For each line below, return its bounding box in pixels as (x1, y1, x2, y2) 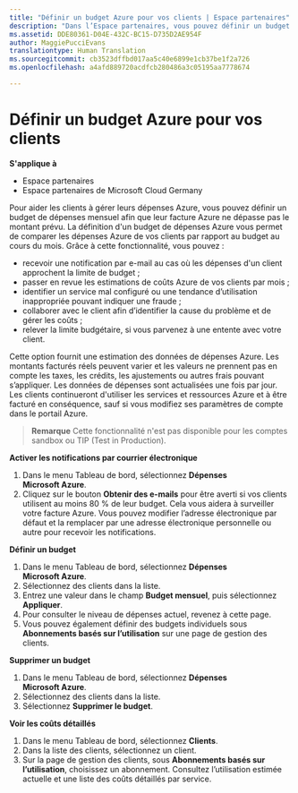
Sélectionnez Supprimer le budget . (21, 700, 154, 712)
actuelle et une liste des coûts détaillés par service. (21, 773, 212, 784)
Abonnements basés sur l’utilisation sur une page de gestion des (21, 627, 268, 638)
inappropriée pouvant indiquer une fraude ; (21, 295, 182, 306)
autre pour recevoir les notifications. (21, 526, 157, 537)
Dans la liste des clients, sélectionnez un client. (21, 745, 197, 755)
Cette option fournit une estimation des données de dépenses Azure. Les (9, 351, 279, 362)
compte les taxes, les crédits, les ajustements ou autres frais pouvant (9, 370, 265, 380)
